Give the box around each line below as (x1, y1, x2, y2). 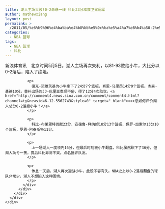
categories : (5, 30, 29, 35)
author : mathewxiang (5, 12, 48, 17)
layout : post (5, 16, 32, 21)
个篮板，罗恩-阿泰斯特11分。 (5, 127, 56, 132)
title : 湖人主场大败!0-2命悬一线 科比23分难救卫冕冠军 (5, 7, 106, 12)
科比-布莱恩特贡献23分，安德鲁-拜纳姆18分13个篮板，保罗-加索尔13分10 (31, 121, 159, 127)
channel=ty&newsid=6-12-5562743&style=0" (5, 98, 91, 103)
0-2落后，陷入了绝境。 (5, 68, 52, 74)
